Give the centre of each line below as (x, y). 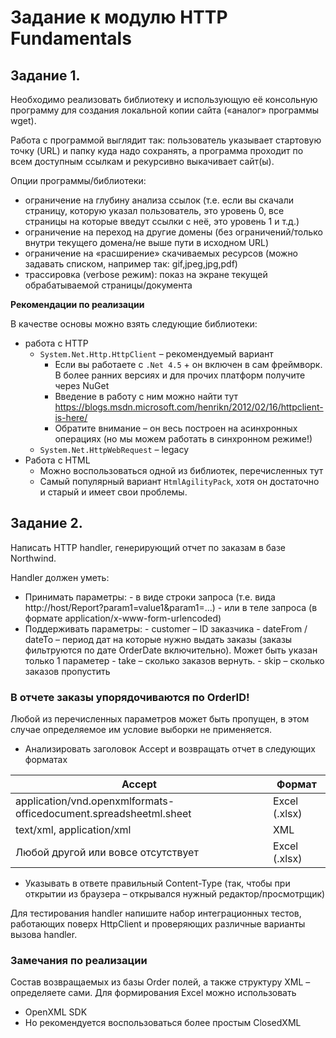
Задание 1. (45, 75)
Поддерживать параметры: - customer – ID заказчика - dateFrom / (166, 628)
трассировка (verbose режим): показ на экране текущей (146, 274)
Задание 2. (46, 523)
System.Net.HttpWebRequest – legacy (114, 449)
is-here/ (71, 417)
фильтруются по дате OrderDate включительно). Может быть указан (171, 650)
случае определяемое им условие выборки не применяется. (141, 730)
